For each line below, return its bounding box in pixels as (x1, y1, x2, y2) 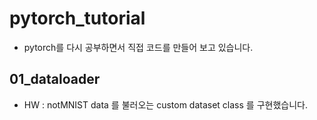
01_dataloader (9, 71, 101, 88)
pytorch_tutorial (9, 7, 146, 30)
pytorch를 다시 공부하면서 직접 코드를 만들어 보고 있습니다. (23, 41, 254, 53)
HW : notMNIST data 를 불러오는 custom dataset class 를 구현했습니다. (23, 98, 308, 111)
